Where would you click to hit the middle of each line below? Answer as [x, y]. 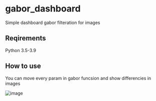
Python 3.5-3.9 [21, 50]
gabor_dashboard [43, 9]
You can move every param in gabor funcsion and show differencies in [78, 78]
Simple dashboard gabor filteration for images [53, 22]
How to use [23, 66]
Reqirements [26, 38]
